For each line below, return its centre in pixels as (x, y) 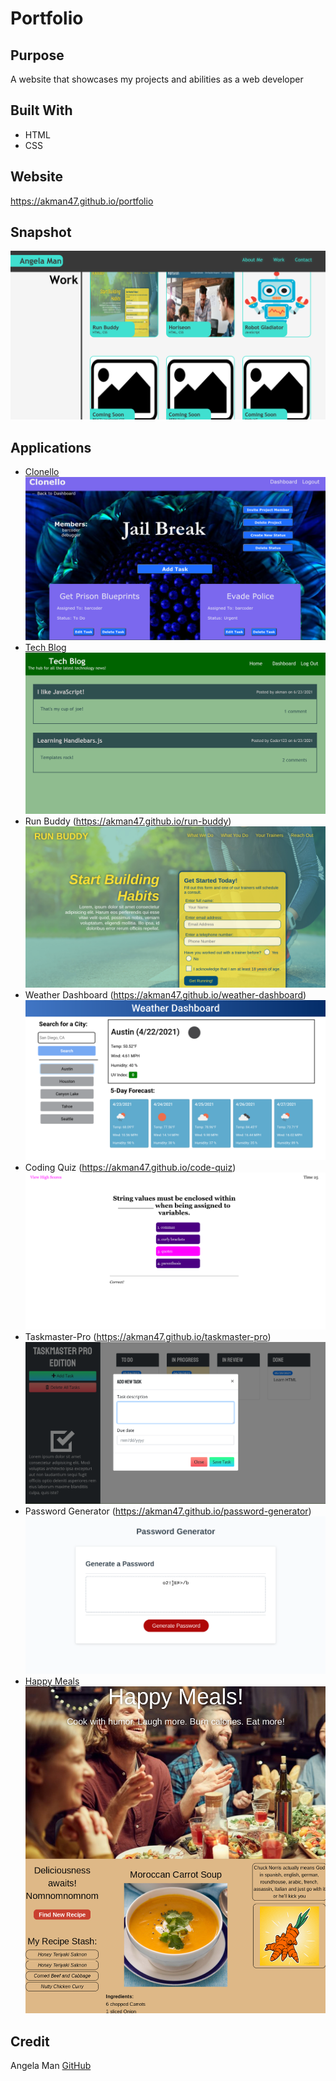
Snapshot (41, 232)
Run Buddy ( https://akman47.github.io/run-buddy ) (128, 821)
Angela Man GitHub (51, 2066)
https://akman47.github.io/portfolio (82, 201)
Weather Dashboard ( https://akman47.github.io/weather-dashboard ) (165, 994)
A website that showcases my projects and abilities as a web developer (157, 79)
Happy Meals (52, 1681)
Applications (51, 447)
